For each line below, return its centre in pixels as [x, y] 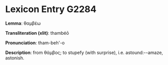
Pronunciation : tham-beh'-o [35, 43]
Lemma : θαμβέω [23, 23]
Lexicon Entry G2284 [51, 9]
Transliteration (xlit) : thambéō [37, 33]
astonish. [15, 58]
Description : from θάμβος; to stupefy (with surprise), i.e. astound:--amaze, [84, 52]
